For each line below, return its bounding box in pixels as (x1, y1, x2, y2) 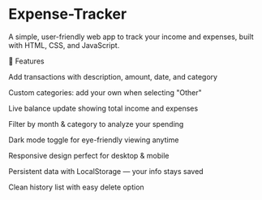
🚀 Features (8, 56, 45, 66)
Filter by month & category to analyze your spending (8, 119, 184, 128)
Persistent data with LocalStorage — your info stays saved (8, 166, 204, 176)
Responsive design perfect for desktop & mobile (8, 150, 170, 160)
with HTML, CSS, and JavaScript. (8, 40, 120, 50)
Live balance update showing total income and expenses (8, 103, 199, 113)
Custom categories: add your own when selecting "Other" (8, 87, 203, 98)
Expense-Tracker (8, 5, 127, 24)
